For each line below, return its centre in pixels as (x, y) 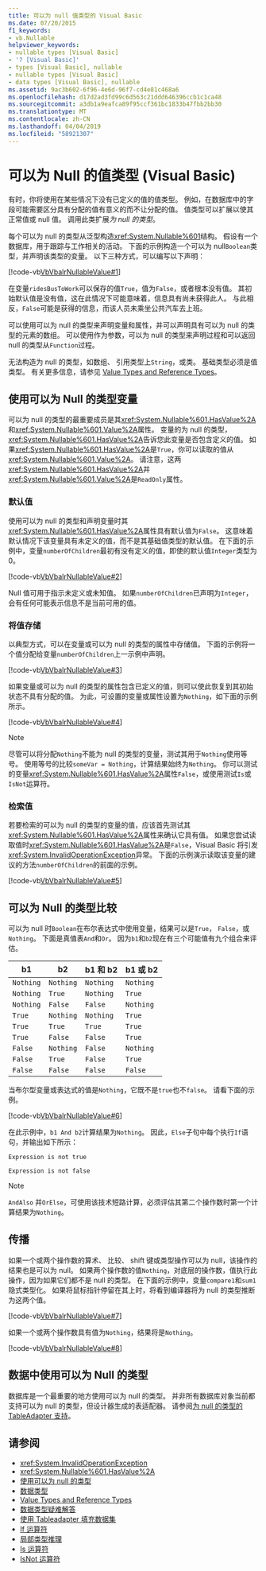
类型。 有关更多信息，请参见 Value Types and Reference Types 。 (115, 371)
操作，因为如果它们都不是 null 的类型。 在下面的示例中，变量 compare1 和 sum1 (132, 1280)
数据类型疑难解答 (48, 1509)
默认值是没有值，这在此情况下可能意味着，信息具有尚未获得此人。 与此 (131, 298)
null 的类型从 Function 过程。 (54, 345)
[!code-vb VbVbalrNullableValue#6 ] (66, 1116)
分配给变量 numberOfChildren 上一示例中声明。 (96, 654)
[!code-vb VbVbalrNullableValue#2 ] (66, 576)
